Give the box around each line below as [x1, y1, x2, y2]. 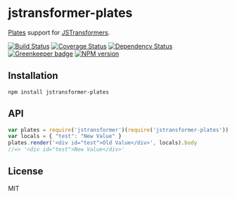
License [8, 166, 44, 178]
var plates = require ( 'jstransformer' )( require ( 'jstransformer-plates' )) [8, 126, 229, 133]
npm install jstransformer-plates [8, 88, 110, 96]
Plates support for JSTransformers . [8, 28, 110, 37]
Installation [8, 70, 58, 82]
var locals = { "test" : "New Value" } [8, 132, 122, 140]
